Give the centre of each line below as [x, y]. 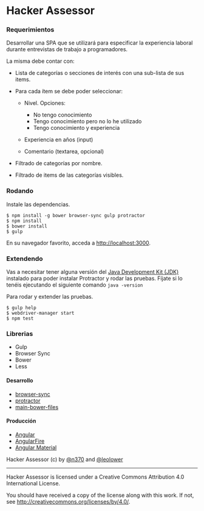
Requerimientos [30, 30]
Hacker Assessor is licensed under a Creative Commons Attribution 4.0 [95, 477]
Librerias [20, 334]
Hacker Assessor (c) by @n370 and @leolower [65, 459]
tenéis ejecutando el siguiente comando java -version [75, 285]
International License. [33, 483]
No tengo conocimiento [63, 115]
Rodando [20, 191]
